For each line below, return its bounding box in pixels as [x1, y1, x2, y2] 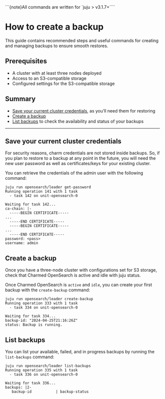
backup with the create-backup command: [5, 287, 90, 293]
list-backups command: [5, 354, 55, 360]
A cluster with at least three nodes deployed [12, 70, 102, 76]
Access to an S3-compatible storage [12, 75, 87, 81]
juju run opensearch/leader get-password [5, 185, 91, 190]
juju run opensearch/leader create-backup [5, 297, 93, 302]
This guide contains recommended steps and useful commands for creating [5, 37, 159, 43]
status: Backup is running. [5, 322, 63, 327]
